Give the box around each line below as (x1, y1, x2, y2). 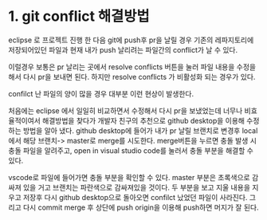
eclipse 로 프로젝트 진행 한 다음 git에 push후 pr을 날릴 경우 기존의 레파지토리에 (8, 35, 254, 45)
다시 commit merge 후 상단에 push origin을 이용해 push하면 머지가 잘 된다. (22, 202, 259, 212)
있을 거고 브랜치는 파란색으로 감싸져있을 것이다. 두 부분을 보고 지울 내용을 (22, 183, 251, 192)
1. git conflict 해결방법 (8, 7, 150, 26)
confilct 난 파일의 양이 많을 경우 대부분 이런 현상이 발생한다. (8, 88, 194, 98)
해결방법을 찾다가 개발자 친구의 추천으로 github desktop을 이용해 (42, 116, 245, 125)
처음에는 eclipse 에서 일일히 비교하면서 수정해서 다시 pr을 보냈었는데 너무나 (8, 105, 243, 116)
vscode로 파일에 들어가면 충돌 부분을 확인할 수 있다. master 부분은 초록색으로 (8, 172, 250, 182)
